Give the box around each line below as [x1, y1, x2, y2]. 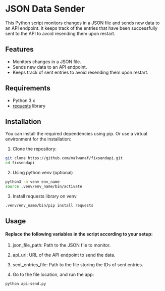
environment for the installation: [5, 136, 72, 142]
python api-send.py [5, 281, 46, 286]
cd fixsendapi [5, 160, 35, 166]
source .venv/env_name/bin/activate [5, 184, 82, 189]
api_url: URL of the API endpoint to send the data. [12, 252, 116, 258]
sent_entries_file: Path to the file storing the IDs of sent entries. [12, 262, 144, 268]
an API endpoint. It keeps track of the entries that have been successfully [5, 25, 158, 31]
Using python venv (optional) [12, 170, 73, 176]
